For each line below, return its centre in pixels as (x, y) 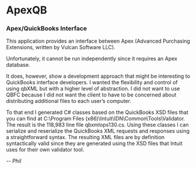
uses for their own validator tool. (45, 150)
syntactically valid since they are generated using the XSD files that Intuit (94, 143)
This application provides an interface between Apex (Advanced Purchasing (98, 41)
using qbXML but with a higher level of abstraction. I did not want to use (93, 89)
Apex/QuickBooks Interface (47, 29)
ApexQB (27, 10)
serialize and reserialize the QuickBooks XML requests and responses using (98, 131)
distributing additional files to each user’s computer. (69, 101)
